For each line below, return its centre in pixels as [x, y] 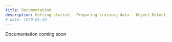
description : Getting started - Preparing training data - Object [78, 15]
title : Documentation [28, 10]
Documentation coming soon [36, 34]
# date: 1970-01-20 [26, 19]
